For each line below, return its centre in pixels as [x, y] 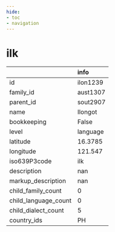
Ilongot [87, 112]
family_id [22, 93]
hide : [13, 12]
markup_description [38, 181]
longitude [23, 151]
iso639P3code [31, 161]
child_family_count [35, 191]
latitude [20, 142]
